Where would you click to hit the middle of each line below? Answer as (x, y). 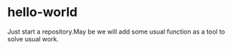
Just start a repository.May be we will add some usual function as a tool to (116, 31)
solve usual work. (33, 38)
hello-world (43, 12)
